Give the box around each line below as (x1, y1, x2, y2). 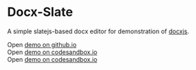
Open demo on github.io (7, 40, 77, 49)
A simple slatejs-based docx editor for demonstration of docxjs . (7, 27, 190, 35)
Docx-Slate (7, 4, 73, 20)
